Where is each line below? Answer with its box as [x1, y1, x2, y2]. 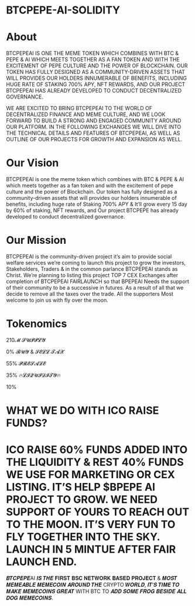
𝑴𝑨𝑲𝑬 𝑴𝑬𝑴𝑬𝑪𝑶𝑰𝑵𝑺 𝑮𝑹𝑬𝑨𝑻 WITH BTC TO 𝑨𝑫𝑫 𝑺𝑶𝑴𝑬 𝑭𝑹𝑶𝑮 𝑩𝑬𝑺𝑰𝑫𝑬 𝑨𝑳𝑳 [6, 588, 187, 595]
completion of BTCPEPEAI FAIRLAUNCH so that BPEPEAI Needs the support [6, 278, 189, 285]
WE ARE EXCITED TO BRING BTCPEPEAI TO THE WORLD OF [6, 105, 153, 112]
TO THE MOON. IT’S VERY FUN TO [6, 518, 176, 531]
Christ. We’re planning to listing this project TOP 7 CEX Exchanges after [6, 272, 179, 278]
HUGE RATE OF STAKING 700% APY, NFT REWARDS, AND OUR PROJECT [6, 81, 186, 88]
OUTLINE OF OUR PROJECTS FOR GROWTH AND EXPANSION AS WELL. [6, 136, 183, 143]
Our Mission [6, 234, 67, 247]
